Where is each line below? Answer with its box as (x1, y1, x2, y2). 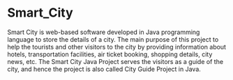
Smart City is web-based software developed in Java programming (7, 28, 200, 36)
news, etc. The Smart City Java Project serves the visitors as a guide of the (7, 57, 224, 65)
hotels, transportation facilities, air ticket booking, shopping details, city (7, 50, 213, 58)
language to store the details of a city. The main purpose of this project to (7, 35, 219, 43)
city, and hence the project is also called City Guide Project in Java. (7, 65, 201, 73)
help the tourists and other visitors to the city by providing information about (7, 42, 227, 51)
